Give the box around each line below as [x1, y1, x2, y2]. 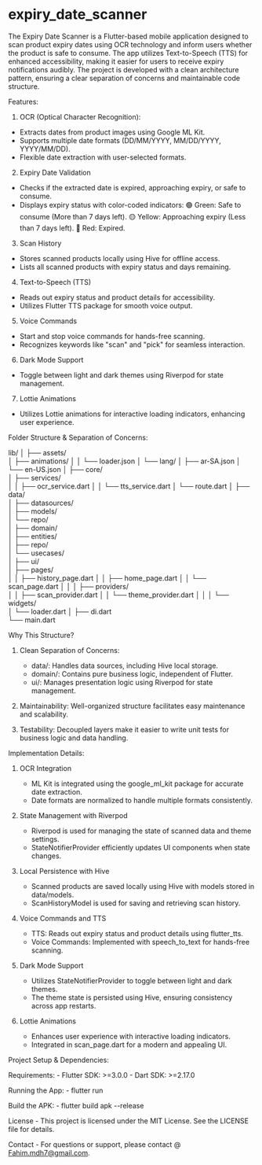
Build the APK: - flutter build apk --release [8, 1100, 144, 1110]
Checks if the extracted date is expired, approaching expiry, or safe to [19, 182, 246, 192]
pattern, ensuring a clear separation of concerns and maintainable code [8, 73, 241, 83]
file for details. [8, 1124, 55, 1134]
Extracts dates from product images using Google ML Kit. [19, 127, 206, 137]
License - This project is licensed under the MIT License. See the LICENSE [8, 1115, 249, 1126]
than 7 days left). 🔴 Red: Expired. [19, 223, 126, 233]
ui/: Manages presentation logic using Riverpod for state [31, 677, 213, 687]
